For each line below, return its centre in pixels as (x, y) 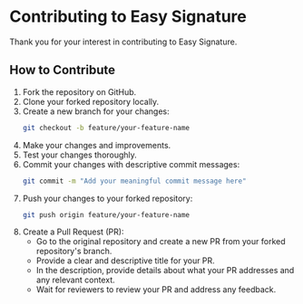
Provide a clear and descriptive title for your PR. (125, 261)
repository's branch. (74, 252)
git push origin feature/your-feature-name (106, 214)
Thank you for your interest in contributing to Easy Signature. (123, 42)
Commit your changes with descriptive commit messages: (131, 164)
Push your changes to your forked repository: (108, 198)
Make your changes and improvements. (97, 145)
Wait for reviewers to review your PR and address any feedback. (156, 290)
